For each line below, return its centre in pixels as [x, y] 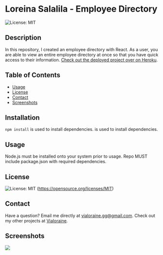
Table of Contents [33, 75]
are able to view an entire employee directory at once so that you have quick [82, 55]
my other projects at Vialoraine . [36, 220]
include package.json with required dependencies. [56, 162]
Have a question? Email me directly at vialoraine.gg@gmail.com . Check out [80, 216]
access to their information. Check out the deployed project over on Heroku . [81, 60]
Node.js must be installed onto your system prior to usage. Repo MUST [76, 156]
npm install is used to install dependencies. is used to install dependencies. [81, 129]
